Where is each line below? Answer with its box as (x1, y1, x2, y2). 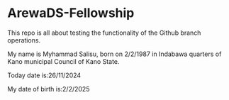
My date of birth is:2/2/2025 (7, 84, 90, 93)
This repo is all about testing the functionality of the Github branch (7, 28, 201, 37)
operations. (7, 35, 41, 44)
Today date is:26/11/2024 (7, 71, 82, 79)
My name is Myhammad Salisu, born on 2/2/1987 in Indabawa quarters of (7, 50, 222, 58)
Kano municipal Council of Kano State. (7, 57, 120, 65)
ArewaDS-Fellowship (7, 5, 135, 21)
